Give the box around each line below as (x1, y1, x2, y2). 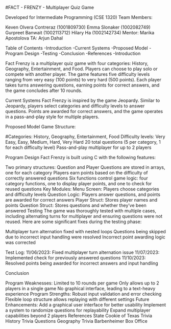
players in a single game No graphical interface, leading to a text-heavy (5, 286, 156, 291)
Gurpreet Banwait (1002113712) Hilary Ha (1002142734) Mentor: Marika (5, 30, 155, 35)
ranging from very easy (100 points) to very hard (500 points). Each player (5, 77, 162, 82)
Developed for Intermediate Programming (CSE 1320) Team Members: (5, 14, 153, 20)
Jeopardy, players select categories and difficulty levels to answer (5, 103, 145, 109)
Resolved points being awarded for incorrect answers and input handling (5, 260, 158, 266)
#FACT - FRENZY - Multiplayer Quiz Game (5, 5, 94, 10)
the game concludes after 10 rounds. (5, 87, 83, 94)
